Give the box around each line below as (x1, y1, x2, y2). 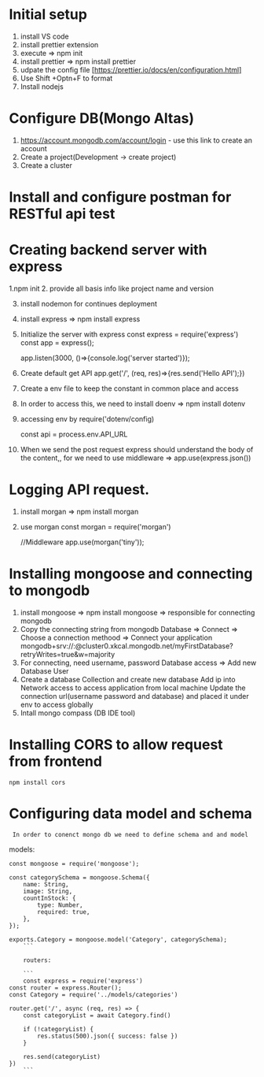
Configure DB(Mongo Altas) (9, 110, 195, 128)
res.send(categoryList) (23, 1053, 101, 1060)
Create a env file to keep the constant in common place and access (20, 384, 239, 393)
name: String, (23, 880, 69, 888)
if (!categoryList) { (23, 1025, 93, 1033)
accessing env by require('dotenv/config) (20, 414, 155, 423)
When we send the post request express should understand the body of (20, 445, 254, 454)
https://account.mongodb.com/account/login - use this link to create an (20, 136, 252, 145)
